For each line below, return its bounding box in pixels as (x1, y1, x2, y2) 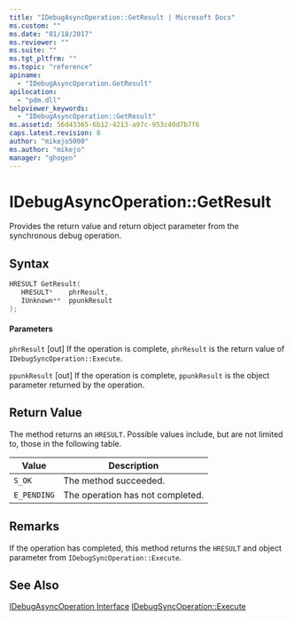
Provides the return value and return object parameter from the (9, 221, 239, 232)
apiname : (9, 71, 42, 80)
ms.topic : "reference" (9, 63, 93, 72)
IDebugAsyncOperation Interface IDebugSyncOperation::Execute (9, 601, 246, 612)
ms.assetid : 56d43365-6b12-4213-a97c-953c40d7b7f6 (9, 121, 200, 130)
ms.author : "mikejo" (9, 145, 86, 154)
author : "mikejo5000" (9, 137, 89, 146)
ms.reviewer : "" (9, 37, 69, 47)
